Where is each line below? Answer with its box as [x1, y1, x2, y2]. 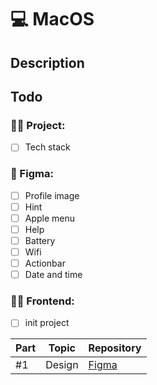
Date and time [24, 269, 83, 281]
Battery [24, 234, 56, 246]
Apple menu [24, 212, 76, 224]
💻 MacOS [10, 8, 95, 31]
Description [10, 54, 85, 71]
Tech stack [24, 141, 71, 153]
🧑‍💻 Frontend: [10, 294, 75, 308]
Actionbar [24, 257, 66, 269]
